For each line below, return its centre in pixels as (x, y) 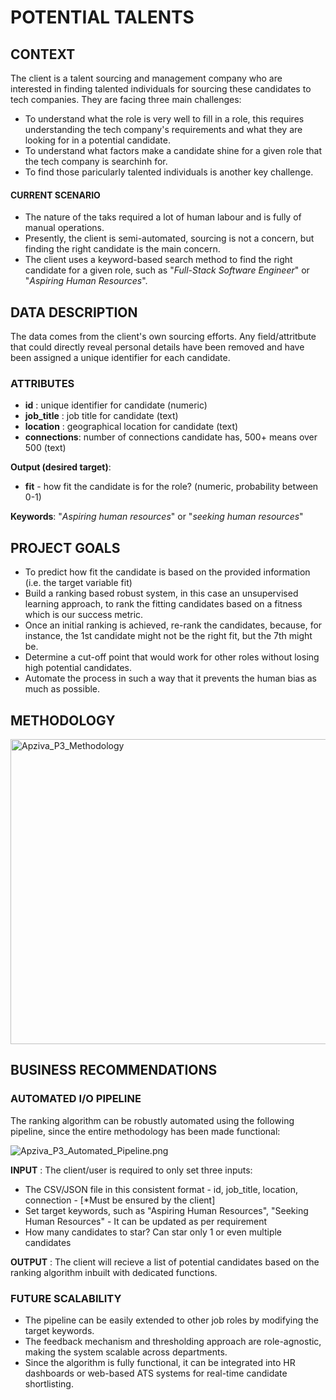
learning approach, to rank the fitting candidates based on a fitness (163, 604)
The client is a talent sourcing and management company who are (146, 78)
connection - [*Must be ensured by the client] (120, 1200)
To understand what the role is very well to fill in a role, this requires (164, 119)
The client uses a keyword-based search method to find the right (158, 260)
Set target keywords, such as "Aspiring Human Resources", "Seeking (166, 1210)
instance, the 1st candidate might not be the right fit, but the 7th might (168, 636)
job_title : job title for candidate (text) (101, 416)
